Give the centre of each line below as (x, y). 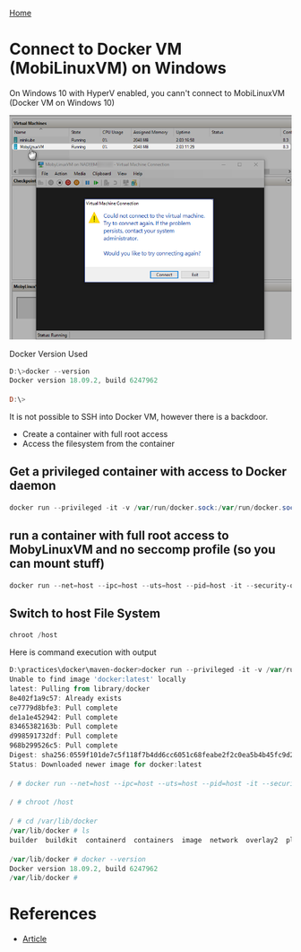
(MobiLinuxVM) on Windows (118, 69)
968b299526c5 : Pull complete (64, 746)
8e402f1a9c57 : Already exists (66, 698)
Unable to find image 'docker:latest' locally (98, 679)
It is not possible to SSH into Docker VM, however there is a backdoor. (139, 417)
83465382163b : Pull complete (64, 727)
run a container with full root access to (119, 536)
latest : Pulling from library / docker (80, 689)
